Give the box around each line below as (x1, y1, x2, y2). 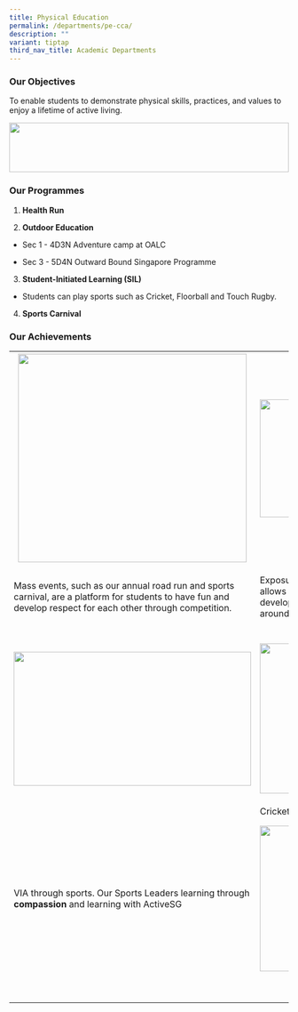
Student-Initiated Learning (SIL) (21, 273, 142, 285)
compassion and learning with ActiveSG (13, 898, 183, 911)
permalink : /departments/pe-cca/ (9, 21, 133, 30)
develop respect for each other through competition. (13, 602, 232, 614)
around (260, 607, 290, 620)
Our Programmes (9, 184, 85, 197)
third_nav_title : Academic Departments (9, 46, 157, 55)
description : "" (9, 29, 69, 38)
